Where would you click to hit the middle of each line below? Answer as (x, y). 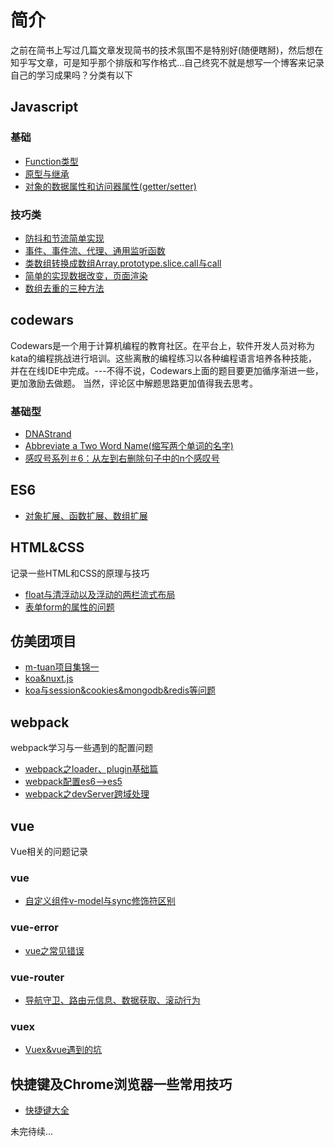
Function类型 (51, 161)
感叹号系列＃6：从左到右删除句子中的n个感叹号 (122, 458)
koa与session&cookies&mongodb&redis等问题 (120, 690)
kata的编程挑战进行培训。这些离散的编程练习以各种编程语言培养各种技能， (164, 358)
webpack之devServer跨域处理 (87, 794)
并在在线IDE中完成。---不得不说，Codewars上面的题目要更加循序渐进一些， (167, 370)
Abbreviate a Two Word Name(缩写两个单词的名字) (129, 446)
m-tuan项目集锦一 (62, 667)
